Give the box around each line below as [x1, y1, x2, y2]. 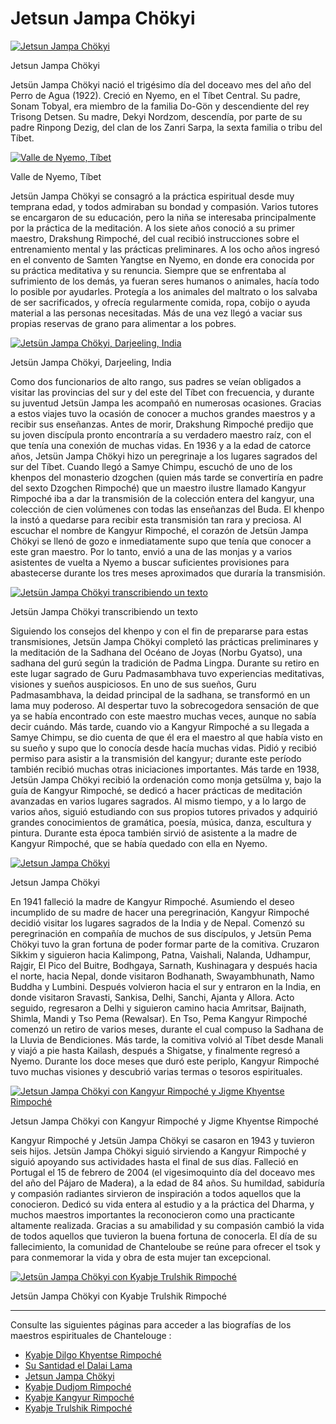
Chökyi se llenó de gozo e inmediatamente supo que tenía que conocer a [10, 535, 312, 547]
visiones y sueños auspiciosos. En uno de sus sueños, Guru [10, 678, 257, 690]
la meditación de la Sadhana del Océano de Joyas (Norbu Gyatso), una [10, 646, 303, 658]
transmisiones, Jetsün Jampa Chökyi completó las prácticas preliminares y [10, 635, 319, 647]
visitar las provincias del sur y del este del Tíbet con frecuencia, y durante [10, 386, 315, 398]
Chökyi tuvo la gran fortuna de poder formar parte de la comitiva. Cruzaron [10, 938, 320, 950]
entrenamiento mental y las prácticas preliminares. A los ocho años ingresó [10, 243, 320, 255]
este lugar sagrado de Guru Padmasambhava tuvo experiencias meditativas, [10, 667, 325, 679]
